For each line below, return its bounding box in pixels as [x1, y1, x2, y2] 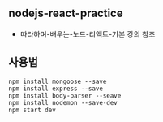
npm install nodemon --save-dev [8, 98, 118, 107]
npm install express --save [8, 85, 104, 93]
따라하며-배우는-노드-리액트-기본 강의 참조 [19, 28, 156, 39]
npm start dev [8, 106, 57, 114]
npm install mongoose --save [8, 77, 107, 85]
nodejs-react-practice [8, 7, 123, 20]
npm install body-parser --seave [8, 91, 122, 100]
